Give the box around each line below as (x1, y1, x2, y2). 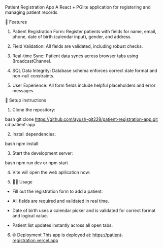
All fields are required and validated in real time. (12, 198, 109, 204)
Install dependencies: (12, 131, 56, 137)
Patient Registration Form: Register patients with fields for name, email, (12, 29, 157, 34)
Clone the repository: (12, 107, 56, 112)
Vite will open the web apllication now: (12, 170, 91, 175)
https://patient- (92, 232, 123, 238)
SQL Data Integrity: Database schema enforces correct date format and (12, 68, 158, 73)
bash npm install (5, 141, 38, 146)
